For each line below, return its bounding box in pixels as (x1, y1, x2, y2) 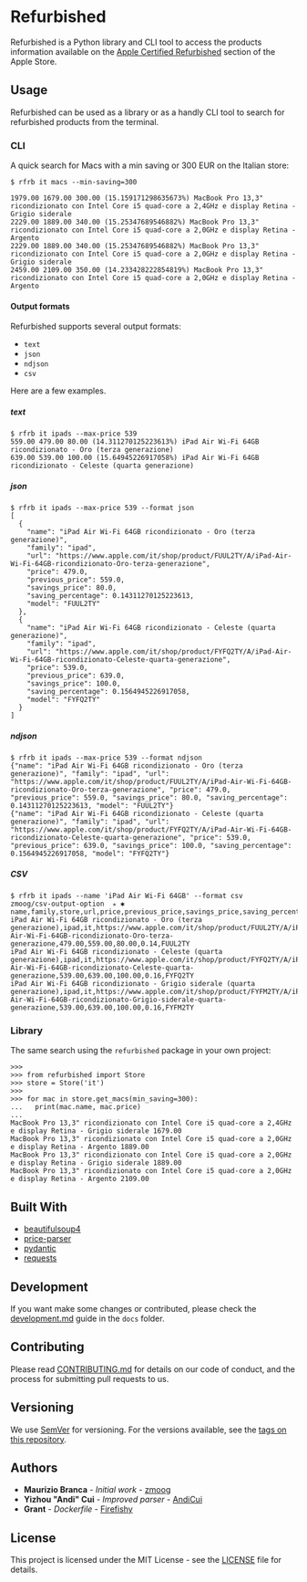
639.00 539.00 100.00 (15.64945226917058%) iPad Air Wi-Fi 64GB (10, 454, 260, 463)
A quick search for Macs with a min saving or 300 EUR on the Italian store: (10, 160, 290, 171)
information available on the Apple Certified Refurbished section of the (10, 46, 276, 57)
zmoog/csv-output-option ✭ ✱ (10, 899, 126, 909)
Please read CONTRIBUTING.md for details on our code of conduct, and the (10, 1363, 295, 1375)
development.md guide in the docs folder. (10, 1313, 165, 1325)
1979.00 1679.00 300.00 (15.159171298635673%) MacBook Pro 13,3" (10, 194, 263, 203)
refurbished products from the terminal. (10, 116, 159, 127)
